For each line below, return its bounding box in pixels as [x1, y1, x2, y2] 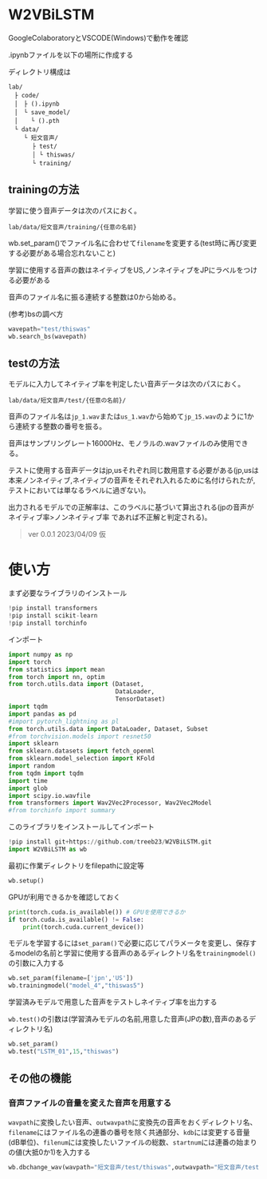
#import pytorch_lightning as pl [8, 717, 120, 725]
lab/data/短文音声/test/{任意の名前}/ [8, 397, 126, 405]
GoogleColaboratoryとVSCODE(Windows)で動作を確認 [8, 33, 189, 42]
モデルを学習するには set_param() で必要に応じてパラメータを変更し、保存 [8, 939, 250, 948]
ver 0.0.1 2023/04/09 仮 [27, 530, 106, 539]
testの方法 [8, 356, 60, 370]
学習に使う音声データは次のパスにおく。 [8, 205, 141, 215]
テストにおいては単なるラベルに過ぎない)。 [8, 486, 151, 495]
